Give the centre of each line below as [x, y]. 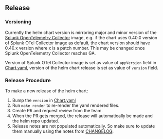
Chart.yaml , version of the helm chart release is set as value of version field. [81, 68]
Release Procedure [28, 80]
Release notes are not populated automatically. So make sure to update [83, 126]
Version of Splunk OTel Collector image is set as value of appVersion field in [81, 62]
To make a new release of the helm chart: [47, 91]
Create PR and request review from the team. [57, 110]
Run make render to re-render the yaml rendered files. [66, 105]
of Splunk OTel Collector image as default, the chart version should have [78, 43]
